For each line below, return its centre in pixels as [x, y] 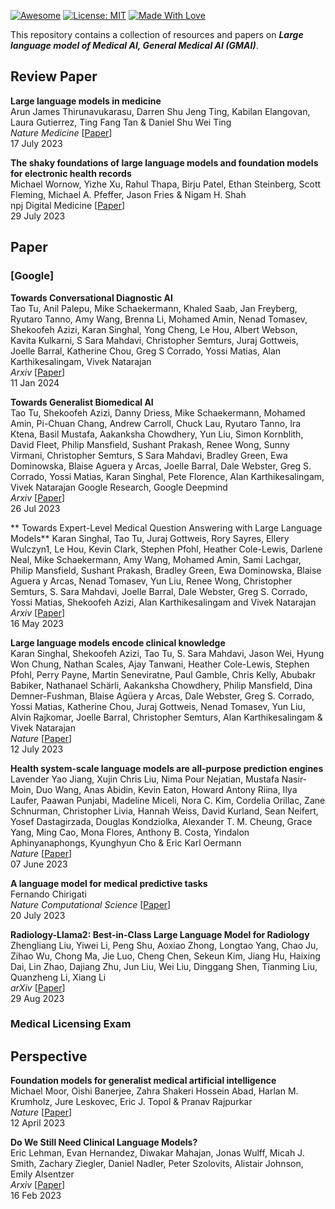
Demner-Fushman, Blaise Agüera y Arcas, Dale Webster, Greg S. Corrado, [162, 696]
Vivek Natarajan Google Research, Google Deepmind [119, 487]
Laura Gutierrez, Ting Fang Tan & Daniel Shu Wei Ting [121, 122]
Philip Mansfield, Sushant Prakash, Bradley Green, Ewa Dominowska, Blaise [166, 570]
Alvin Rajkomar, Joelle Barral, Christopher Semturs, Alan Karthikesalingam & [166, 717]
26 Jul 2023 [35, 508]
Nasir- [294, 779]
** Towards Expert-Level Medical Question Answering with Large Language [166, 527]
